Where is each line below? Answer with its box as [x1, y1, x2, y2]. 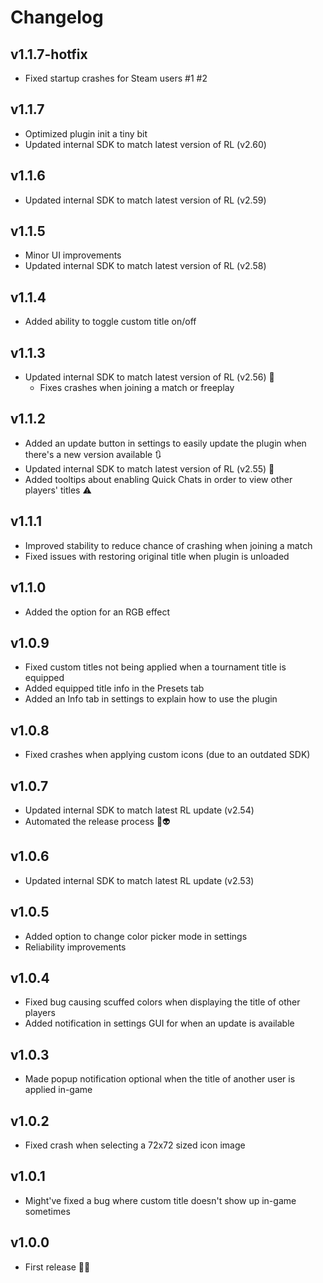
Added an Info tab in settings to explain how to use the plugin [24, 693, 278, 705]
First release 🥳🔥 [24, 1261, 91, 1273]
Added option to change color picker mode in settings [24, 930, 248, 942]
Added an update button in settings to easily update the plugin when [24, 437, 307, 449]
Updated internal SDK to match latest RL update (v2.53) [24, 874, 255, 886]
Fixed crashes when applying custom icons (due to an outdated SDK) [24, 749, 311, 761]
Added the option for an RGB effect [24, 606, 171, 618]
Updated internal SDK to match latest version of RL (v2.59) [24, 194, 267, 206]
